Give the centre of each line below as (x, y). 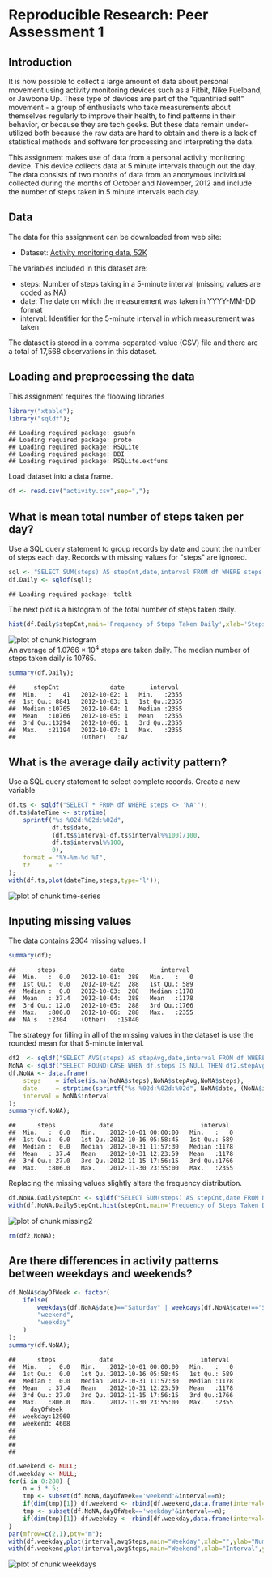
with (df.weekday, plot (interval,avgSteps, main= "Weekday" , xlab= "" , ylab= (130, 1541)
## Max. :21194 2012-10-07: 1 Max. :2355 (96, 731)
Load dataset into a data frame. (61, 476)
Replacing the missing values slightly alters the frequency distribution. (125, 1183)
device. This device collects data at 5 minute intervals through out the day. (133, 166)
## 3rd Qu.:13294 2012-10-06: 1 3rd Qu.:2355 (96, 723)
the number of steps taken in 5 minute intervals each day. (104, 192)
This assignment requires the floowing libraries (87, 396)
